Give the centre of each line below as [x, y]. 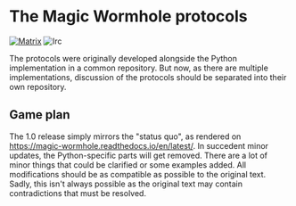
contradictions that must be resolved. [78, 193]
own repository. [38, 87]
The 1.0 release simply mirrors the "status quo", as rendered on [125, 136]
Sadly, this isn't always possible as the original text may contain [126, 184]
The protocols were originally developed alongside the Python [123, 58]
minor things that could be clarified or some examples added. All [128, 165]
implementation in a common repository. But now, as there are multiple [139, 68]
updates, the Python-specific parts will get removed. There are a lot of [139, 155]
